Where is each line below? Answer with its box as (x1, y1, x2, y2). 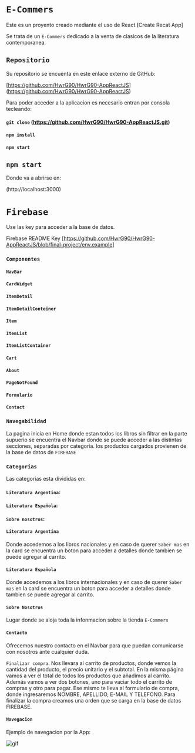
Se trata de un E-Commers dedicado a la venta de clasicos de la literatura (6, 32, 179, 39)
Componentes (6, 256, 41, 262)
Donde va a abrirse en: (6, 174, 62, 181)
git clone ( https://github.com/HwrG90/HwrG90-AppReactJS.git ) (6, 119, 170, 126)
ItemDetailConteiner (6, 306, 57, 312)
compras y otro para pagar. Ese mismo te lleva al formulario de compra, (6, 684, 180, 691)
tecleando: (6, 105, 32, 112)
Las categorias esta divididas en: (6, 475, 86, 482)
